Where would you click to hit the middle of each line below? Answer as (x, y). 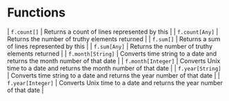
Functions (36, 13)
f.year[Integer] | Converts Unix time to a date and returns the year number (115, 82)
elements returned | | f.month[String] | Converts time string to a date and (112, 54)
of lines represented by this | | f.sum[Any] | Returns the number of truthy (110, 46)
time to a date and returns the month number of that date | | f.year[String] (114, 68)
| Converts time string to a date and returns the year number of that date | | (114, 75)
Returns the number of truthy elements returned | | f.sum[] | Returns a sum (114, 38)
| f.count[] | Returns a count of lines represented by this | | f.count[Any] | (113, 32)
